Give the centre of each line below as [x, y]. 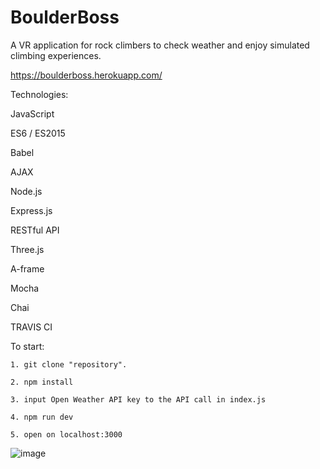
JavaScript [32, 113]
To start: [27, 346]
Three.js [27, 249]
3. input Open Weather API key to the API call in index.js [138, 399]
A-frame [27, 268]
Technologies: [39, 94]
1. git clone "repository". [69, 364]
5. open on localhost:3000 [66, 434]
